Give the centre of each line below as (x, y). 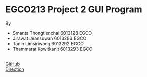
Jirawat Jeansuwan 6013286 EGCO (49, 38)
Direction (15, 69)
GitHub (13, 64)
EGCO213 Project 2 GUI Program (74, 9)
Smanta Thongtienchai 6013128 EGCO (52, 33)
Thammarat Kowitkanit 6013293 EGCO (52, 49)
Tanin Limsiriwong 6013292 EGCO (48, 43)
